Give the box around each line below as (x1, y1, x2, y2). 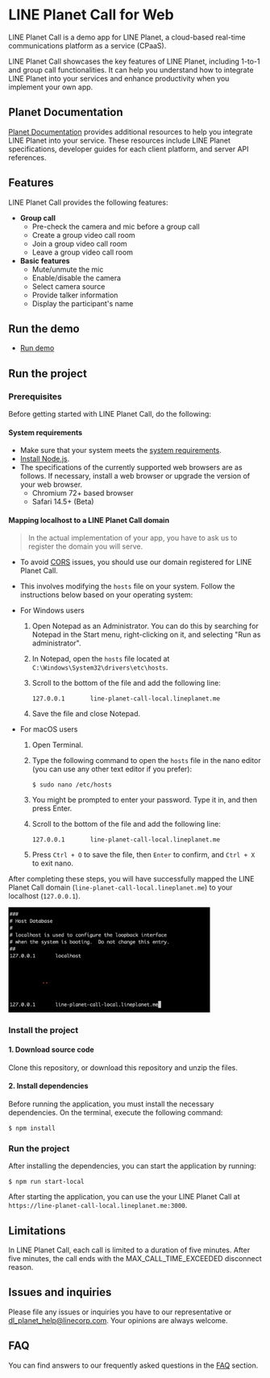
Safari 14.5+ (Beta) (31, 497, 94, 507)
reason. (8, 1263, 34, 1272)
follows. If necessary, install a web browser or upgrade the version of (19, 471, 251, 481)
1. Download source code (8, 1045, 94, 1055)
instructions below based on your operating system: (19, 590, 193, 600)
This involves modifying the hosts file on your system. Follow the (19, 582, 235, 591)
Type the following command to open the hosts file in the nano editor (31, 756, 261, 766)
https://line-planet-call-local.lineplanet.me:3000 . (8, 1201, 188, 1210)
